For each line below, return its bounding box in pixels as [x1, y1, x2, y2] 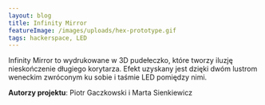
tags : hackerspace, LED [8, 33, 88, 42]
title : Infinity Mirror [8, 19, 88, 27]
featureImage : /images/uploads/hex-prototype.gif [8, 26, 177, 34]
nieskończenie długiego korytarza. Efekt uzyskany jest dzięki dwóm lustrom [8, 64, 258, 74]
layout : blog [8, 11, 52, 20]
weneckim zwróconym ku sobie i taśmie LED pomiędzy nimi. [8, 72, 208, 82]
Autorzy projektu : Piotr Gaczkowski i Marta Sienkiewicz [8, 88, 193, 98]
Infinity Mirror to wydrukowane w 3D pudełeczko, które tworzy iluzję [8, 56, 233, 65]
